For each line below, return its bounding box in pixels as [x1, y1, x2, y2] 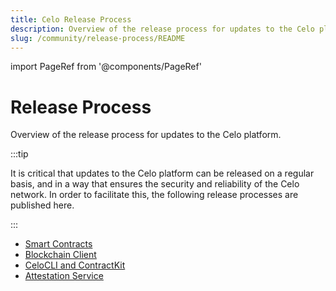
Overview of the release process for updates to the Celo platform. [10, 129, 282, 141]
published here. [10, 199, 75, 211]
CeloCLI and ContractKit [24, 259, 126, 271]
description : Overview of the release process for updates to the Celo [10, 24, 315, 34]
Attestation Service [24, 270, 104, 282]
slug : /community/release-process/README [10, 33, 186, 43]
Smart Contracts [24, 238, 93, 250]
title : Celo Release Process [10, 14, 132, 25]
